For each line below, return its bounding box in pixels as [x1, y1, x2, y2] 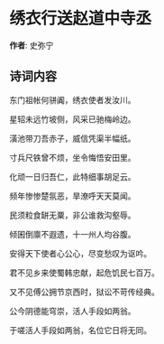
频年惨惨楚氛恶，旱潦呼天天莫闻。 [9, 191, 136, 201]
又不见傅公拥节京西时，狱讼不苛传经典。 [9, 286, 159, 297]
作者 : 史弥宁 [9, 40, 54, 51]
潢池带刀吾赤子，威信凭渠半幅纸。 [9, 133, 136, 144]
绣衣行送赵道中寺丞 [9, 8, 152, 29]
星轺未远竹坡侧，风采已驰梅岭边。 [9, 114, 136, 125]
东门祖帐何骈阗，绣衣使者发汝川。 [9, 94, 136, 105]
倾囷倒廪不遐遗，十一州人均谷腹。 [9, 228, 136, 239]
